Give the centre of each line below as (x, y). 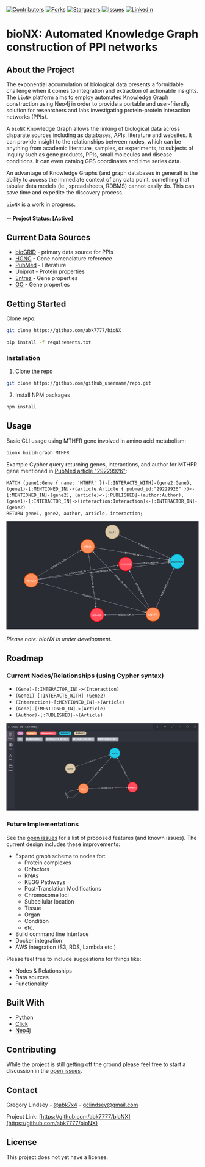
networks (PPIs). (27, 117)
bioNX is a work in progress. (41, 204)
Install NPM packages (42, 395)
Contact (22, 1090)
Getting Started (36, 304)
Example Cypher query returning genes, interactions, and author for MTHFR (102, 464)
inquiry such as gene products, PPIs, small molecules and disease (89, 155)
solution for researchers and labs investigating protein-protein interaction (98, 110)
